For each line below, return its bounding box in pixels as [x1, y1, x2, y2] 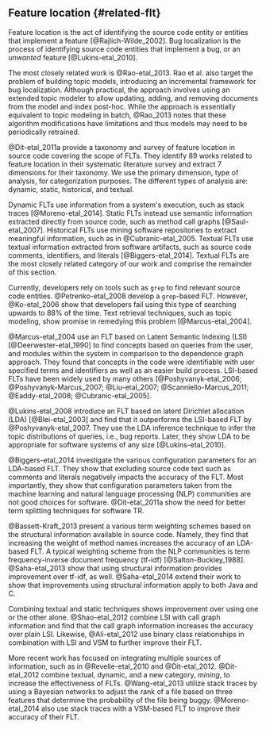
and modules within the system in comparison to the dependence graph [8, 348, 244, 358]
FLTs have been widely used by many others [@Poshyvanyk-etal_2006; [8, 374, 242, 383]
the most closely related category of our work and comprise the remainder [8, 259, 253, 268]
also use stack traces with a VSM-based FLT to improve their [40, 704, 241, 713]
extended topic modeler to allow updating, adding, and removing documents [8, 93, 259, 102]
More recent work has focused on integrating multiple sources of [8, 653, 221, 662]
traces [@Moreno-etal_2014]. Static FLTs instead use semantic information [8, 208, 253, 217]
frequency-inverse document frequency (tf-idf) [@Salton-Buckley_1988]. [8, 554, 246, 564]
